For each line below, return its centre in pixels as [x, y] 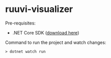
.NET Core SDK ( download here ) [46, 32]
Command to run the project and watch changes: [56, 42]
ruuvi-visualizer [39, 9]
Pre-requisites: [20, 23]
